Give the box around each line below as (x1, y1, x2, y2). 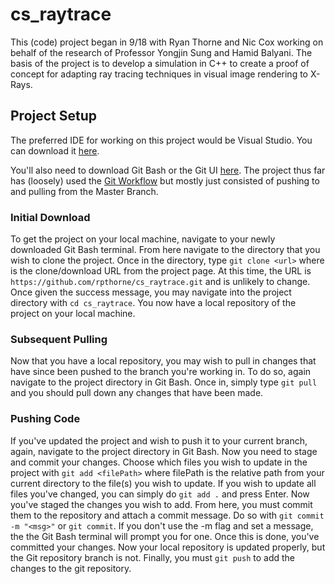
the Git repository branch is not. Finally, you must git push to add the (10, 551, 295, 563)
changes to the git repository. (10, 562, 132, 574)
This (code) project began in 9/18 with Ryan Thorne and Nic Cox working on (10, 36, 324, 48)
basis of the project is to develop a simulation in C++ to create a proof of (10, 57, 310, 69)
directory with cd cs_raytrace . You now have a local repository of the (10, 297, 297, 309)
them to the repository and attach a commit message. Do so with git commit (10, 509, 325, 521)
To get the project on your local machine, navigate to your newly (10, 233, 276, 245)
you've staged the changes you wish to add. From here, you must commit (10, 498, 313, 510)
